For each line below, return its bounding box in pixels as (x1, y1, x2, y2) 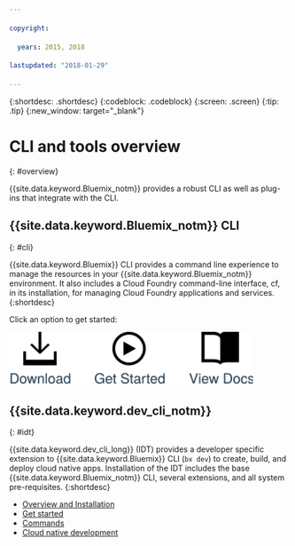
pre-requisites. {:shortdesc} (9, 482, 111, 493)
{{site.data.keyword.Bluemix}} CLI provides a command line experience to (9, 258, 279, 270)
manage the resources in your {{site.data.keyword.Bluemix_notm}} (9, 268, 252, 279)
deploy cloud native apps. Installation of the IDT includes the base (9, 463, 250, 474)
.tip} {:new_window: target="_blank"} (9, 105, 144, 115)
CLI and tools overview (9, 137, 182, 157)
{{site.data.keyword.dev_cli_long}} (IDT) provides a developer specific (9, 444, 264, 455)
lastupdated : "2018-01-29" (9, 61, 109, 70)
